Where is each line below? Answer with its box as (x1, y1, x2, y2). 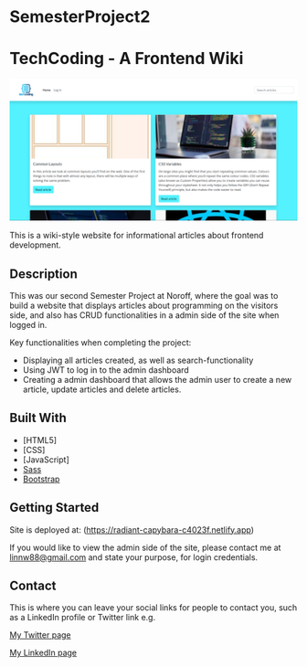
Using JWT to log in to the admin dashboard (22, 365, 189, 376)
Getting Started (9, 500, 100, 515)
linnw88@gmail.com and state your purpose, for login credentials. (9, 551, 259, 563)
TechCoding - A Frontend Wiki (9, 48, 244, 69)
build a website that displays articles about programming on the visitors (9, 300, 279, 311)
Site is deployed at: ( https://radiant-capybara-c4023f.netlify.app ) (9, 524, 254, 535)
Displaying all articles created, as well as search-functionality (22, 355, 254, 365)
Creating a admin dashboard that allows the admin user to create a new (22, 375, 292, 385)
